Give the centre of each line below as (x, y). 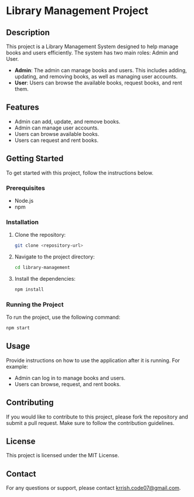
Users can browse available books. (57, 134)
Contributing (30, 403)
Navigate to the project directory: (55, 257)
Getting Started (35, 159)
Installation (23, 222)
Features (23, 108)
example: (17, 366)
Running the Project (35, 304)
